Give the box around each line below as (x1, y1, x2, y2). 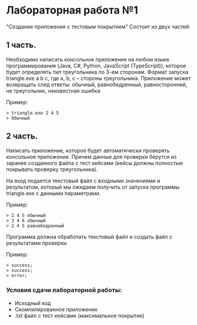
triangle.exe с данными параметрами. (6, 189, 101, 196)
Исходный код (14, 299, 51, 307)
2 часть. (6, 131, 38, 142)
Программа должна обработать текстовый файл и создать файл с (6, 233, 172, 240)
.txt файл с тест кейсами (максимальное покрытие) (14, 312, 145, 319)
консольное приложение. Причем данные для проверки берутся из (6, 153, 177, 160)
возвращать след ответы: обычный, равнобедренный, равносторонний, (6, 81, 188, 88)
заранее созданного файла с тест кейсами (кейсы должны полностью (6, 159, 183, 166)
